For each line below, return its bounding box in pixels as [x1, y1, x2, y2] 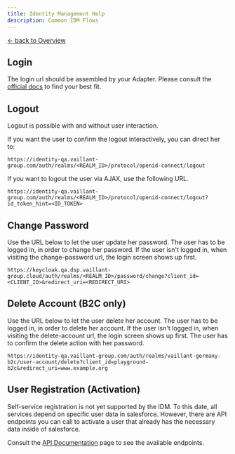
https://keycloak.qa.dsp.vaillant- [7, 266, 112, 274]
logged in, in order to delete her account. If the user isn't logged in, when [7, 323, 219, 332]
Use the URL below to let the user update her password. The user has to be [7, 238, 226, 246]
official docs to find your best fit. [7, 82, 102, 91]
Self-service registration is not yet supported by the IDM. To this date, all [7, 402, 217, 410]
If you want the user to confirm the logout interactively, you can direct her [7, 135, 221, 144]
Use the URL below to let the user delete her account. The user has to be [7, 316, 218, 325]
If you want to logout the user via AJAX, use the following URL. [7, 175, 189, 183]
